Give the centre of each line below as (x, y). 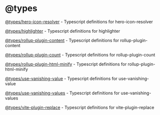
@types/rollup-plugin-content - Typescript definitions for (62, 40)
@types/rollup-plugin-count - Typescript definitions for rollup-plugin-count (80, 55)
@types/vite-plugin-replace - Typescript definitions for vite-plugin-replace (80, 107)
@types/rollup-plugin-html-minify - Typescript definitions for (66, 64)
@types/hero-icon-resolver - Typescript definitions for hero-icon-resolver (79, 22)
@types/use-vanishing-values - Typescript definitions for (62, 93)
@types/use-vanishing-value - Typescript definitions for (61, 78)
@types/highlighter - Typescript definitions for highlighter (63, 31)
